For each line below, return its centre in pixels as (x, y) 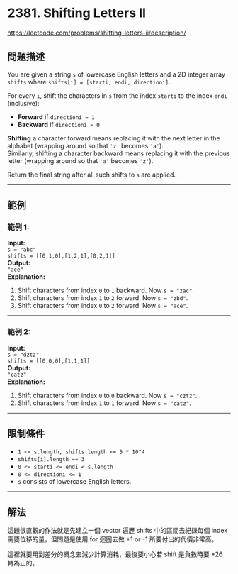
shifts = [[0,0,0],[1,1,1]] (49, 361)
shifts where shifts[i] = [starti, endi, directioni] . (89, 82)
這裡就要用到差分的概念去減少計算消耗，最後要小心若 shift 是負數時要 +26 (115, 554)
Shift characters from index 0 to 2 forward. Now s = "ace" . (103, 306)
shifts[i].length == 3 (51, 459)
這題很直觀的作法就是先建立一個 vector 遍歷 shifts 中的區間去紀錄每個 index (118, 531)
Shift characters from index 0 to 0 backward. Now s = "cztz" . (107, 395)
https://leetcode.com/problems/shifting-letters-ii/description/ (97, 33)
